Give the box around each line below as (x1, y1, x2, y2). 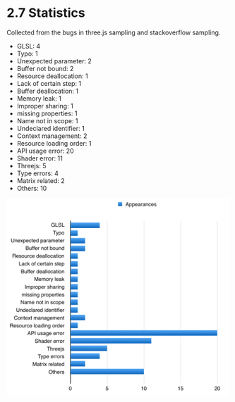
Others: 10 (16, 184, 47, 192)
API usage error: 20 (16, 146, 75, 155)
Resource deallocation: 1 (16, 72, 89, 80)
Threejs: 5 (16, 161, 47, 170)
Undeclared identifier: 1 (16, 124, 85, 132)
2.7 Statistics (6, 5, 85, 21)
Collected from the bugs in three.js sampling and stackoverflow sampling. (6, 28, 221, 37)
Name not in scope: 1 (16, 116, 78, 125)
